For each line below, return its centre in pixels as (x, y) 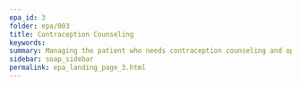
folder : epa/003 (39, 26)
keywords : (28, 43)
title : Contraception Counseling (72, 34)
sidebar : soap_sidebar (52, 59)
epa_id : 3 (28, 17)
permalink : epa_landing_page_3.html (77, 68)
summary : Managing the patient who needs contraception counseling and (146, 51)
